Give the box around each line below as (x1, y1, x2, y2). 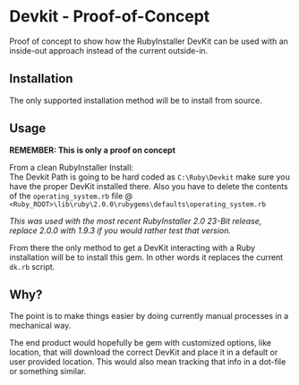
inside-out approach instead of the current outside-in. (9, 45, 209, 55)
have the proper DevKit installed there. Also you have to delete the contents (9, 180, 288, 191)
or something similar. (9, 366, 87, 377)
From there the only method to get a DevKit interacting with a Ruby (9, 242, 256, 253)
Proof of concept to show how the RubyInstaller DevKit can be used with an (9, 36, 289, 46)
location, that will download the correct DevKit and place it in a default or (9, 347, 278, 358)
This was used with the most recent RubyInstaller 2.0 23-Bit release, (9, 215, 262, 226)
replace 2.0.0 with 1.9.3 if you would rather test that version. (9, 225, 231, 236)
